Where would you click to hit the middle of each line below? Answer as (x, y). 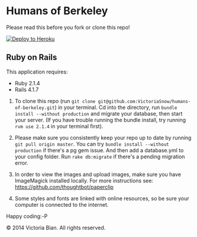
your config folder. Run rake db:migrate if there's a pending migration (100, 156)
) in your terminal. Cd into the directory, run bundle (116, 107)
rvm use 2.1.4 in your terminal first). (59, 126)
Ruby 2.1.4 (27, 83)
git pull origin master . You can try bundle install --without (92, 144)
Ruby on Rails (32, 57)
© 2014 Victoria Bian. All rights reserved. (56, 228)
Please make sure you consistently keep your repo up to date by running (103, 137)
